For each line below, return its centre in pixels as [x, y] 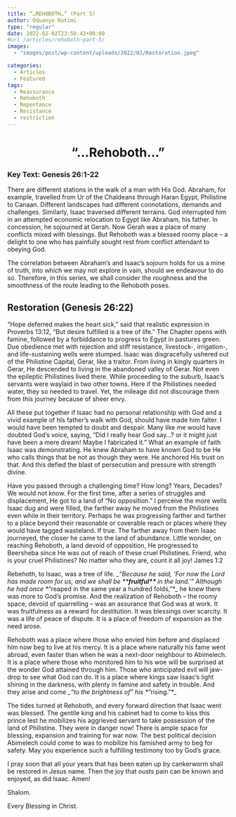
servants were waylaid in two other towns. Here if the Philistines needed [112, 384]
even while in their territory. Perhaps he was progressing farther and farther [117, 516]
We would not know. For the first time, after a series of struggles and [106, 493]
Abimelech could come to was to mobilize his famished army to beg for [110, 743]
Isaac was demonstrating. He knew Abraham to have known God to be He [114, 450]
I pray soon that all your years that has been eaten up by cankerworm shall [115, 764]
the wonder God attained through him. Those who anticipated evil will [108, 670]
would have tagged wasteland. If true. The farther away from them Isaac [112, 531]
